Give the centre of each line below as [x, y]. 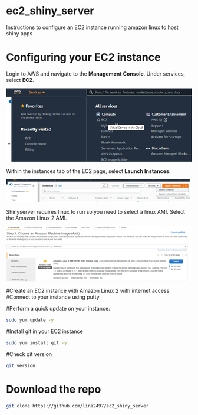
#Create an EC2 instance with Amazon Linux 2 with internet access [88, 291]
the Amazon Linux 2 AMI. [37, 218]
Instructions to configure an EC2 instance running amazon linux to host [92, 27]
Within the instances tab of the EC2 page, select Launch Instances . [88, 171]
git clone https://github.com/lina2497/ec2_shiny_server [77, 406]
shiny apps [19, 33]
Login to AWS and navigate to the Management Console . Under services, [96, 73]
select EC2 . [20, 80]
